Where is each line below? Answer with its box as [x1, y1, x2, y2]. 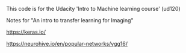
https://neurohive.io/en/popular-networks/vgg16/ [6, 40, 128, 47]
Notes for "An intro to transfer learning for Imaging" [6, 17, 134, 23]
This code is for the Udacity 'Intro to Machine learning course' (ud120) [6, 5, 181, 12]
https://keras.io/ [6, 28, 46, 36]
